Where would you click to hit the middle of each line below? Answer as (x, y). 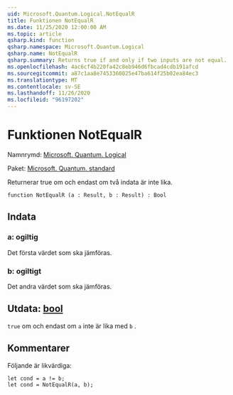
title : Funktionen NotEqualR (50, 21)
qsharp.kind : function (41, 40)
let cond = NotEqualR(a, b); (50, 384)
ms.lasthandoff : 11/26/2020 (49, 93)
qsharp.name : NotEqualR (43, 54)
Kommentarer (39, 348)
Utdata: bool (35, 309)
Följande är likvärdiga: (40, 365)
